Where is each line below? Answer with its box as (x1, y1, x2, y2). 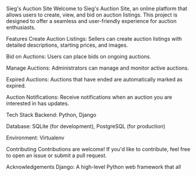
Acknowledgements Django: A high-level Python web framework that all (6, 164, 181, 170)
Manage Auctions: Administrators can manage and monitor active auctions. (6, 64, 190, 71)
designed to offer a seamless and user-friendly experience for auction (6, 18, 177, 24)
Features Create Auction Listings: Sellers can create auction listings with (6, 35, 182, 42)
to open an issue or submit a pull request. (6, 152, 107, 159)
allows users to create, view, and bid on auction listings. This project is (6, 11, 178, 18)
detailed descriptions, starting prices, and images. (6, 41, 128, 48)
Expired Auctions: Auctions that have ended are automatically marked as (6, 76, 183, 83)
